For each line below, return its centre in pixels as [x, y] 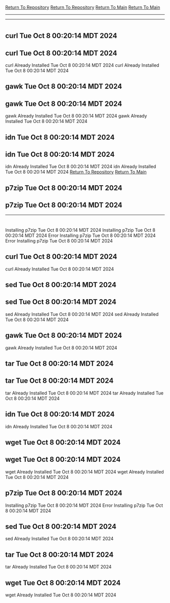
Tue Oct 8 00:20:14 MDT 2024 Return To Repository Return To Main [76, 172]
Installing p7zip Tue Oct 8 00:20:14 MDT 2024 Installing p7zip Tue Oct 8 [80, 230]
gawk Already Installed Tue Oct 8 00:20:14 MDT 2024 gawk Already [76, 116]
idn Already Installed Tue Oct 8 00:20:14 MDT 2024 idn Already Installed [81, 167]
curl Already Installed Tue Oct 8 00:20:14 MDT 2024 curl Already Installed [82, 65]
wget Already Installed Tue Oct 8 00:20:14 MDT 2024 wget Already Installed [85, 472]
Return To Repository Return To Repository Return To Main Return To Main [83, 7]
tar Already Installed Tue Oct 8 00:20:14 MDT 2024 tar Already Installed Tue [84, 393]
